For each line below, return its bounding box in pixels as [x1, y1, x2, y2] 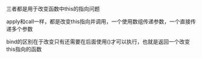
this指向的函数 [6, 45, 42, 53]
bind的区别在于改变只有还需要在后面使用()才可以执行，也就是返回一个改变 [6, 38, 191, 45]
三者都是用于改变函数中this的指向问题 [6, 5, 100, 12]
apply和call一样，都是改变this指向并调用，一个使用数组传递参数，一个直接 [6, 18, 191, 25]
